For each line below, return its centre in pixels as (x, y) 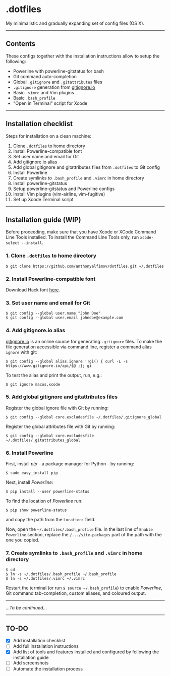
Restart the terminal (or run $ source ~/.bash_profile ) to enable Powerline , (84, 588)
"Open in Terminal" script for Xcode (50, 103)
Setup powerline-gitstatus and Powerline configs (64, 189)
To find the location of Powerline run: (44, 501)
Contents (21, 44)
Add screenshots (31, 663)
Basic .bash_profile (34, 98)
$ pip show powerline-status (36, 510)
